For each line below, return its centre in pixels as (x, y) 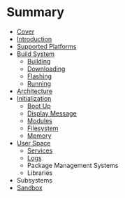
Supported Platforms (46, 46)
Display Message (52, 113)
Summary (35, 12)
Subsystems (35, 180)
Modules (40, 120)
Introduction (34, 38)
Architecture (35, 91)
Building (39, 61)
